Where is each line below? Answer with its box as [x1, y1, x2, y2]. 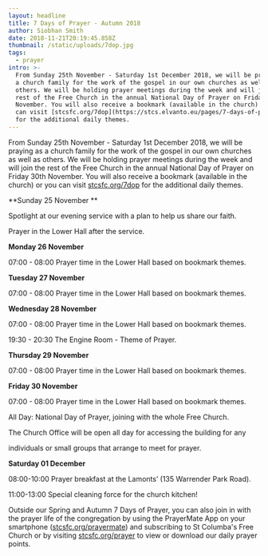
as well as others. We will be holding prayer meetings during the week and [8, 154, 253, 164]
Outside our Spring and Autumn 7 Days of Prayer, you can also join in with [8, 505, 251, 514]
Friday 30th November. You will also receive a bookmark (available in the [8, 171, 247, 181]
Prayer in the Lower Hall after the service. [8, 226, 145, 236]
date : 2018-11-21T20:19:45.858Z [8, 34, 116, 42]
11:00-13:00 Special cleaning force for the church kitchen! [8, 489, 198, 499]
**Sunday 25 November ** [8, 195, 98, 205]
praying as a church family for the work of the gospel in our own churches [8, 145, 252, 156]
